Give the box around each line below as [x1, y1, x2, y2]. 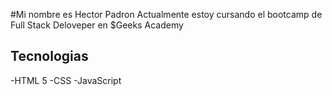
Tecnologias [10, 48, 89, 65]
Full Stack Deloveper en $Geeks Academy [10, 19, 184, 31]
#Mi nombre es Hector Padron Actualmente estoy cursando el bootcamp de [10, 9, 323, 20]
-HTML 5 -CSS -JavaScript [10, 74, 122, 86]
